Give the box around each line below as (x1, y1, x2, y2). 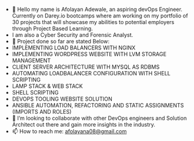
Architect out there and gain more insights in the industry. (11, 121, 156, 128)
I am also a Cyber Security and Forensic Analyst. (11, 31, 134, 39)
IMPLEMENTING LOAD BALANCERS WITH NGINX (11, 44, 136, 51)
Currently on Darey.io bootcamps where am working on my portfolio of (11, 12, 189, 19)
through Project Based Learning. (11, 25, 93, 32)
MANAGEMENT (11, 57, 51, 64)
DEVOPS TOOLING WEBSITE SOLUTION (11, 95, 113, 102)
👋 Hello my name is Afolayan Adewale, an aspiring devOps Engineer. (11, 6, 183, 13)
